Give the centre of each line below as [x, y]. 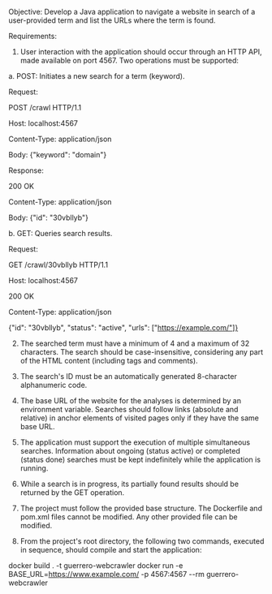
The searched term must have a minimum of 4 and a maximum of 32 [135, 343]
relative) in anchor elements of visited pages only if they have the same [140, 418]
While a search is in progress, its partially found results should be [130, 484]
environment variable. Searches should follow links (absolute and [129, 409]
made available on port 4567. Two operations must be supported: [130, 60]
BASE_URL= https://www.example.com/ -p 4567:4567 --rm [106, 574]
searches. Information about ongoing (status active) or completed [130, 451]
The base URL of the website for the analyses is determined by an [131, 400]
